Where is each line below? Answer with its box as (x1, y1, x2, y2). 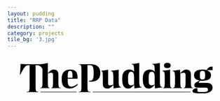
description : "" (7, 23, 55, 30)
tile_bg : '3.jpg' (7, 36, 58, 43)
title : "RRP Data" (7, 17, 61, 24)
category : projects (7, 29, 64, 37)
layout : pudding (7, 10, 55, 17)
